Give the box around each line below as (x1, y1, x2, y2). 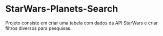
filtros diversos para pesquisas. (5, 25, 72, 31)
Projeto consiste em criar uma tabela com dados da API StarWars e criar (5, 20, 158, 26)
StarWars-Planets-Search (5, 3, 118, 15)
